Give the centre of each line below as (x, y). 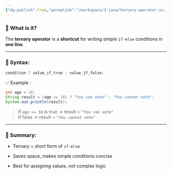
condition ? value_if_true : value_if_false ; (55, 73)
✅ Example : (18, 83)
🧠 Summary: (21, 135)
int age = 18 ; (20, 92)
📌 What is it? (21, 28)
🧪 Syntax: (17, 62)
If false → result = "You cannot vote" (57, 117)
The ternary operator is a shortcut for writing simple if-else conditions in (84, 39)
